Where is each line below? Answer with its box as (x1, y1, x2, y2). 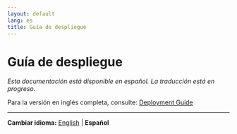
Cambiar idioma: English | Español (7, 118, 109, 127)
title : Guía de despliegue (7, 23, 87, 30)
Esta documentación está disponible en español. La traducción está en (7, 77, 215, 85)
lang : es (7, 17, 33, 24)
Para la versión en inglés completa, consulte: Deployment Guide (7, 98, 194, 106)
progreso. (7, 85, 36, 93)
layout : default (7, 10, 55, 18)
